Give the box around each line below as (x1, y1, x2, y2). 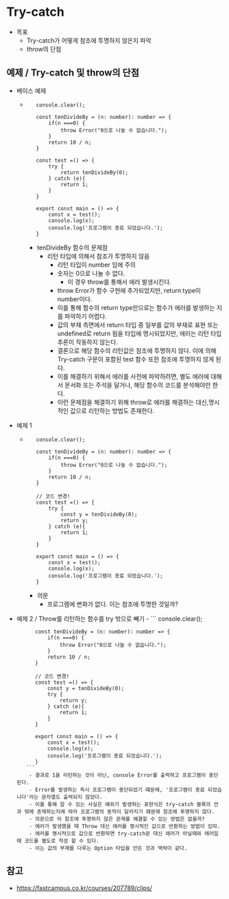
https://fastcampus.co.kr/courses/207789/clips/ (16, 884, 152, 892)
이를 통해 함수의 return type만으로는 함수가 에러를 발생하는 (57, 303, 215, 311)
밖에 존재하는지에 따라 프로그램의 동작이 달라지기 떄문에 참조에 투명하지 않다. (24, 808, 215, 815)
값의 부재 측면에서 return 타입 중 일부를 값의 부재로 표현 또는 (57, 320, 219, 329)
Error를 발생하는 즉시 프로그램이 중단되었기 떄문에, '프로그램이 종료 (34, 786, 205, 793)
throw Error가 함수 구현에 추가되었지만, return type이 (57, 286, 202, 294)
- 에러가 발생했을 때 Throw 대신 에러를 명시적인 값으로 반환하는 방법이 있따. (29, 823, 221, 830)
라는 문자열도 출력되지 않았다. (29, 793, 103, 801)
